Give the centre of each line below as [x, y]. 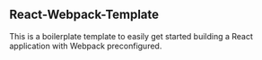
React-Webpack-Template [84, 15]
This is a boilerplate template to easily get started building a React [131, 36]
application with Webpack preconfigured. [86, 46]
